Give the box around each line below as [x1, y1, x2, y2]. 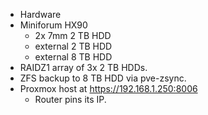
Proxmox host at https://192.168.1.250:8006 [19, 83, 198, 94]
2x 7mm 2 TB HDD [34, 30, 112, 41]
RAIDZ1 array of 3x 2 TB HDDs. [19, 62, 148, 73]
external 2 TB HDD [34, 40, 113, 52]
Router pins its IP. [34, 94, 107, 105]
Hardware [19, 9, 62, 20]
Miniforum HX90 [19, 19, 88, 31]
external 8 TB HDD [34, 51, 113, 63]
